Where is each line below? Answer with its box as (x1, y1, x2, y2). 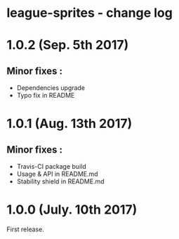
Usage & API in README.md (16, 170, 99, 179)
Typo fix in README (16, 91, 75, 100)
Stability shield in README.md (16, 177, 105, 186)
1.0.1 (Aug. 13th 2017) (6, 116, 133, 131)
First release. (6, 225, 45, 233)
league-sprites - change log (6, 5, 173, 21)
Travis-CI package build (16, 162, 86, 171)
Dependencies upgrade (16, 84, 86, 92)
